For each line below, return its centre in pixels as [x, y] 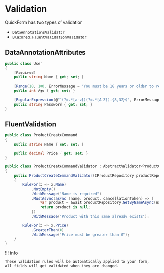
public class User [24, 64]
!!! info [11, 253]
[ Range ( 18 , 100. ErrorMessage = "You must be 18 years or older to [84, 86]
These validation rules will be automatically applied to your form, [77, 262]
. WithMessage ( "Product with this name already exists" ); [90, 217]
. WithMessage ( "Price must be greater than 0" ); [81, 235]
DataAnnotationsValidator [38, 32]
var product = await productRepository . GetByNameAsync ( [98, 203]
